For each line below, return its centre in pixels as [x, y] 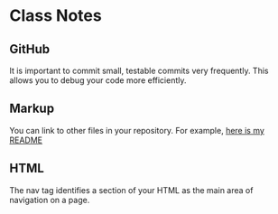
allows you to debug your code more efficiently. [98, 80]
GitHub [30, 49]
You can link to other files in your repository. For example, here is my [137, 130]
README [26, 140]
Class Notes [56, 16]
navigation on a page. [50, 200]
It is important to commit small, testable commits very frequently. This [139, 70]
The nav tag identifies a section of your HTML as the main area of [131, 190]
